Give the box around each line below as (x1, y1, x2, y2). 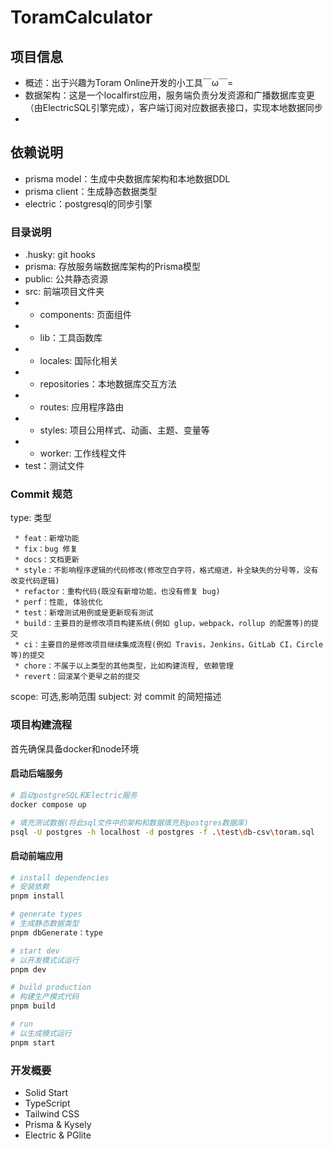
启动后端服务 (10, 767, 63, 780)
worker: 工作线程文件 (39, 447, 127, 460)
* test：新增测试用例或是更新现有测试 (14, 608, 154, 618)
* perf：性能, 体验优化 (14, 597, 103, 608)
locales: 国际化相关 (39, 355, 119, 367)
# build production (10, 982, 92, 993)
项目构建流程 (10, 718, 73, 732)
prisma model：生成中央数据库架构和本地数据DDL (24, 172, 231, 185)
